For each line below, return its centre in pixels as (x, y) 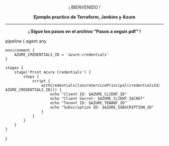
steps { (31, 77)
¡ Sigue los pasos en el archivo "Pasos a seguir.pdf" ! (84, 31)
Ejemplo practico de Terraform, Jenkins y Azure (84, 17)
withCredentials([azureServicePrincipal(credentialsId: (101, 85)
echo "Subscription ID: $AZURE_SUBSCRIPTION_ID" (102, 107)
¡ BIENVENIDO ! (84, 7)
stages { (14, 68)
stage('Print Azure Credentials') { (53, 72)
